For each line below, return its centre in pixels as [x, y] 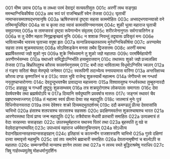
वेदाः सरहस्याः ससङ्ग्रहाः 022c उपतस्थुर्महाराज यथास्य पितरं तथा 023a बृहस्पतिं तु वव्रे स [76, 122]
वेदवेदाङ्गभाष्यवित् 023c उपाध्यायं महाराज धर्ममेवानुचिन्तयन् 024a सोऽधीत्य [66, 128]
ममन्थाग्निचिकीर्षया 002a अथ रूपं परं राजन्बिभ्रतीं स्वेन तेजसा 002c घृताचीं [65, 13]
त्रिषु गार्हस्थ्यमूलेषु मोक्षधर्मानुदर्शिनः [31, 151]
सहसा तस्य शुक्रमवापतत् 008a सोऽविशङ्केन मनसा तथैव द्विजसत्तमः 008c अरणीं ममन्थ [76, 48]
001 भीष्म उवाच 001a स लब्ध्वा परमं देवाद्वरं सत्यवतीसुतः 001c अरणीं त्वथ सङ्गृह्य [71, 8]
